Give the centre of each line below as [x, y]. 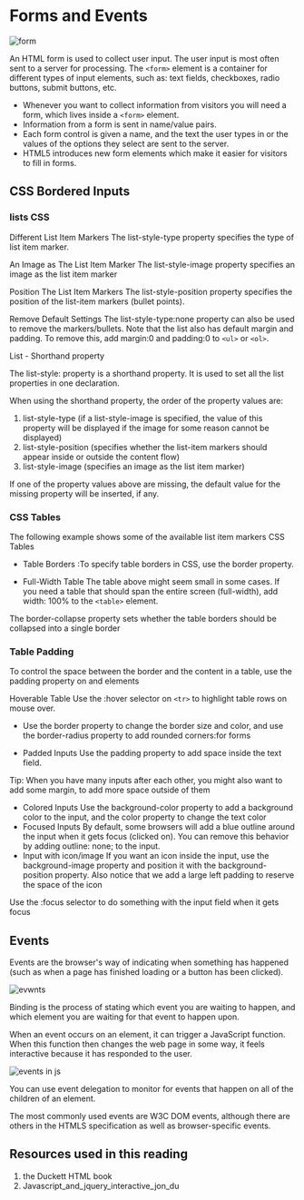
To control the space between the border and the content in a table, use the [151, 672]
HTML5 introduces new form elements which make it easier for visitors [155, 153]
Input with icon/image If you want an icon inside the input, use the [146, 856]
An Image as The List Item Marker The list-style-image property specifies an [152, 264]
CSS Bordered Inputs [69, 192]
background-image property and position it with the [119, 866]
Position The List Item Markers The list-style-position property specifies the [151, 291]
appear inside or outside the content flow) [101, 457]
